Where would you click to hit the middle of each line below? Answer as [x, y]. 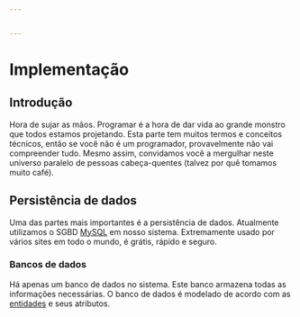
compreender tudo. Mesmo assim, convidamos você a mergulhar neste [142, 153]
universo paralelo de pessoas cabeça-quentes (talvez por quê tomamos [143, 162]
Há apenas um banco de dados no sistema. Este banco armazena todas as [148, 284]
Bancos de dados [48, 265]
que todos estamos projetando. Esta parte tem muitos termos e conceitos [145, 134]
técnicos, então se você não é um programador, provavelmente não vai [141, 143]
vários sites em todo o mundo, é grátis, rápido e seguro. [114, 241]
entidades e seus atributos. [60, 303]
